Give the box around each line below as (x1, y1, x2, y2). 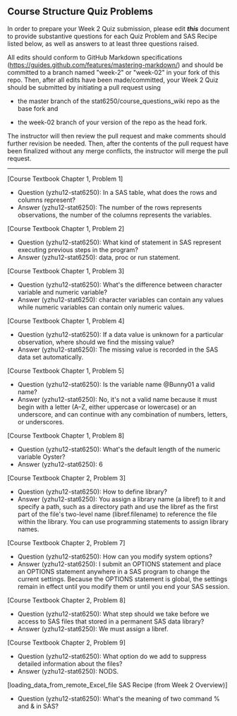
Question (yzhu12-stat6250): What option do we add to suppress (17, 652, 207, 660)
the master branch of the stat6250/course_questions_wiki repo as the (17, 97, 220, 105)
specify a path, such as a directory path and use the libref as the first (17, 502, 219, 511)
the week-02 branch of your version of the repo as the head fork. (17, 118, 207, 126)
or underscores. (17, 417, 65, 426)
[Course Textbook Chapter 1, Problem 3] (7, 266, 125, 275)
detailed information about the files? (17, 660, 123, 668)
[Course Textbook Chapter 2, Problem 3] (7, 473, 126, 482)
